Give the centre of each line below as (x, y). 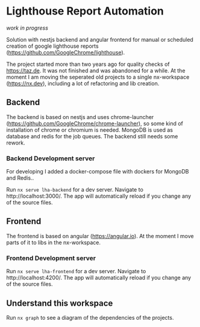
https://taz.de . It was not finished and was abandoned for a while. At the (96, 70)
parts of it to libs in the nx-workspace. (54, 242)
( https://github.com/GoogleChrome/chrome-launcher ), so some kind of (95, 123)
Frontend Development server (51, 258)
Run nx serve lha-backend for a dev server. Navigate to (75, 190)
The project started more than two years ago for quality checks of (88, 64)
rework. (16, 143)
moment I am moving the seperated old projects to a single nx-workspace (98, 77)
